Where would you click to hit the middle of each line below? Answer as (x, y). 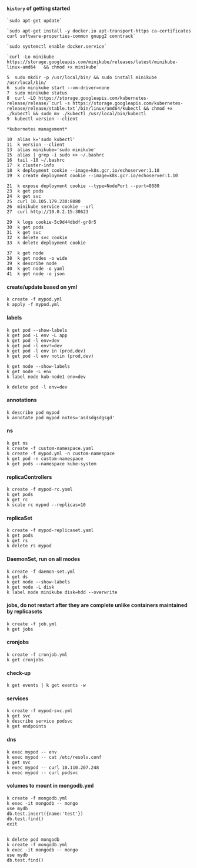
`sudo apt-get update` (34, 21)
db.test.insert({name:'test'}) (45, 814)
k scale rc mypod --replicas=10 (46, 505)
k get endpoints (26, 726)
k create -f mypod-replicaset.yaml (50, 531)
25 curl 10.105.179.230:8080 (44, 202)
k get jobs (20, 629)
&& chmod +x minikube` (71, 67)
